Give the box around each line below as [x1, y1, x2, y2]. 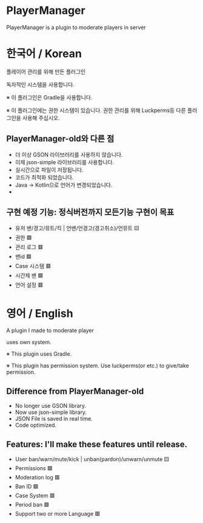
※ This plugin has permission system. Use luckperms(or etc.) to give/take [6, 362, 189, 370]
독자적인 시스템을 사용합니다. [6, 81, 75, 88]
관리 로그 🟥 [15, 243, 44, 250]
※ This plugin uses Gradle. [6, 350, 72, 358]
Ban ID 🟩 [15, 483, 39, 490]
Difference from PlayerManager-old [6, 386, 144, 396]
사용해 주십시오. [22, 114, 60, 121]
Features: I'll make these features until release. [6, 439, 188, 449]
